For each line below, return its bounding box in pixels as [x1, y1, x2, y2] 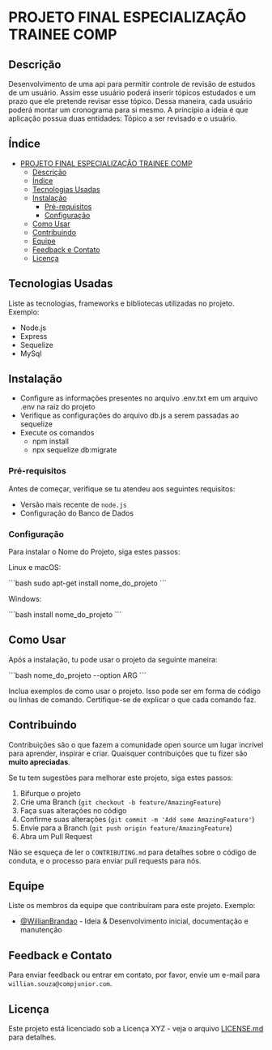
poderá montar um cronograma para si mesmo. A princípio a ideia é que [8, 105, 249, 114]
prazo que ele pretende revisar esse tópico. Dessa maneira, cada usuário [8, 96, 253, 105]
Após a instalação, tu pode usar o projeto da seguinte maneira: [8, 654, 218, 664]
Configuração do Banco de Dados [19, 508, 134, 518]
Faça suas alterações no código [19, 805, 127, 815]
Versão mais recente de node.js [19, 499, 127, 509]
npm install [32, 436, 69, 446]
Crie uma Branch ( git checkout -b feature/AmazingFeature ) [19, 797, 222, 807]
